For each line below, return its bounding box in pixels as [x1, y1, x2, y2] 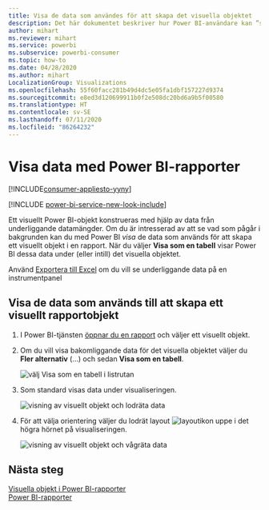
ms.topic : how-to [8, 57, 66, 65]
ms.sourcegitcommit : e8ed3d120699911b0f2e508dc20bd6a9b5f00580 [8, 94, 224, 102]
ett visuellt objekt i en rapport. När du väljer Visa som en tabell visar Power [8, 241, 257, 250]
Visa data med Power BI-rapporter [8, 157, 240, 176]
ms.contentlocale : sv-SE [8, 109, 91, 117]
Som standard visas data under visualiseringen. [19, 384, 177, 394]
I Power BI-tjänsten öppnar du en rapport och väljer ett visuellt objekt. [19, 329, 251, 340]
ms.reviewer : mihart [8, 34, 78, 42]
